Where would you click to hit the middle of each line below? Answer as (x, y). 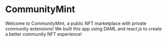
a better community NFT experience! (44, 34)
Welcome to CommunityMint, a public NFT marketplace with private (76, 23)
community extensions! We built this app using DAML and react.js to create (83, 28)
